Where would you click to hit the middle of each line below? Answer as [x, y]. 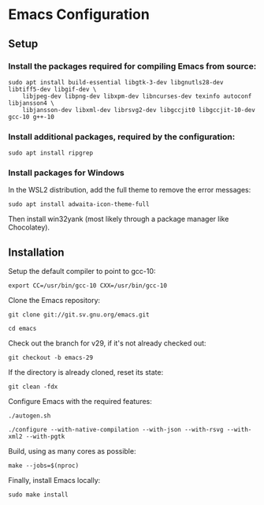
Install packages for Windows [66, 173]
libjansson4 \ [32, 103]
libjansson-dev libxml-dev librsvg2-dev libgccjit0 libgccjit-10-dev [139, 110]
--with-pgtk [45, 437]
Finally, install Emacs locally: [54, 481]
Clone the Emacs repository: [54, 301]
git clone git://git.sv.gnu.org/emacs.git [79, 315]
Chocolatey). [29, 227]
